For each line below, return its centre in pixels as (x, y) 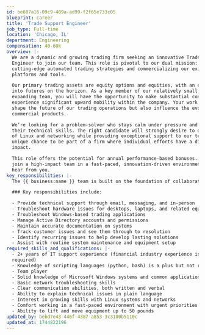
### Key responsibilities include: (57, 192)
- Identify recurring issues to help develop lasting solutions (95, 237)
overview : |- (23, 52)
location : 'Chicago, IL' (38, 35)
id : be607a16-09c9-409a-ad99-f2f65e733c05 (61, 12)
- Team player (30, 271)
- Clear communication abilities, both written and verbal (88, 288)
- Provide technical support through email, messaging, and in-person (103, 203)
